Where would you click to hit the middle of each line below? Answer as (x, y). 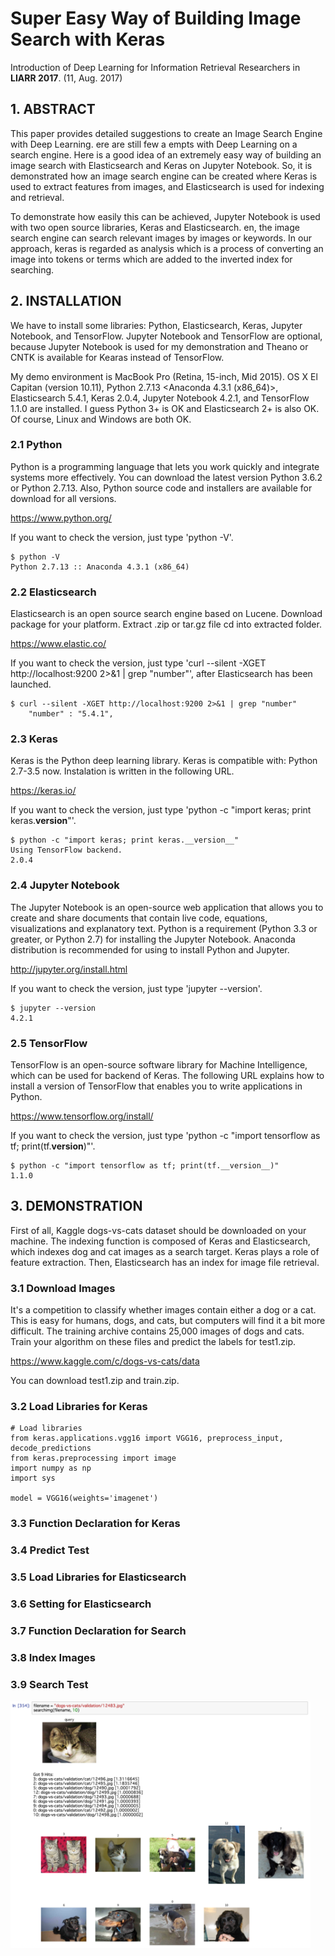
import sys (33, 1478)
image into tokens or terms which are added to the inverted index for (151, 259)
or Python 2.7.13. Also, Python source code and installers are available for (161, 488)
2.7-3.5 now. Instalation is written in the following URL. (122, 771)
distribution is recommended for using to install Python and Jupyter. (150, 949)
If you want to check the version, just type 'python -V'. (122, 537)
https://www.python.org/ (61, 518)
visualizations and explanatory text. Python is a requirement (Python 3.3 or (164, 928)
